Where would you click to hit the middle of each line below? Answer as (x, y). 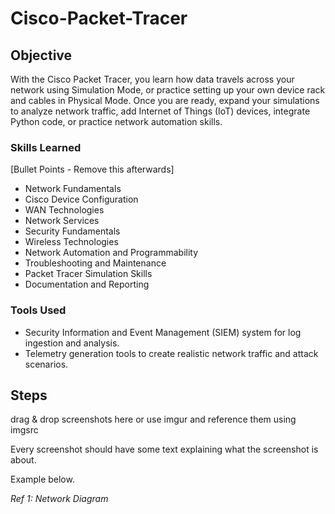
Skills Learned (46, 147)
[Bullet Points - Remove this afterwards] (92, 169)
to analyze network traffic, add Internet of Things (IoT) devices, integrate (160, 111)
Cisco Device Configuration (81, 199)
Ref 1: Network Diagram (59, 499)
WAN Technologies (64, 210)
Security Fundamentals (72, 231)
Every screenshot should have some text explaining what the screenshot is (164, 449)
